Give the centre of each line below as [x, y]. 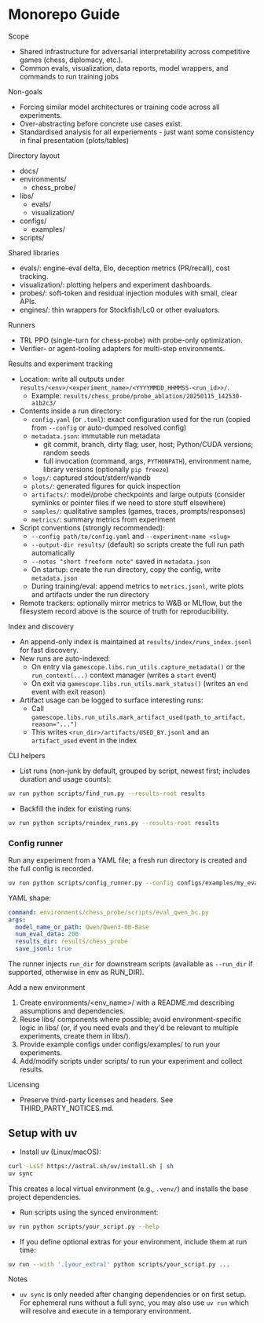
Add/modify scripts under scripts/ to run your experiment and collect [131, 1061]
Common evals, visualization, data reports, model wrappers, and [124, 68]
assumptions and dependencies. [72, 1011]
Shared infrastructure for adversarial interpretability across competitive [134, 51]
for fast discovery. [49, 650]
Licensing [24, 1085]
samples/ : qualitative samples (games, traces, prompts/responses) [138, 511]
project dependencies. [44, 1197]
